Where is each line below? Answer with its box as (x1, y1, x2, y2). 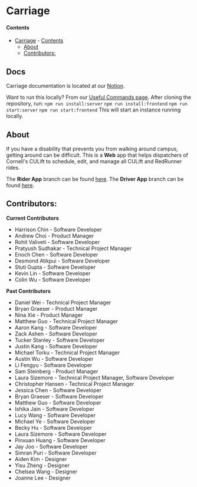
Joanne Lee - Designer (14, 474, 71, 481)
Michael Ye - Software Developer (14, 417, 96, 425)
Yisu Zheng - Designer (14, 462, 70, 469)
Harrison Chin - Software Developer (14, 226, 102, 233)
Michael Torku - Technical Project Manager (14, 349, 120, 356)
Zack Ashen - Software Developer (14, 330, 98, 337)
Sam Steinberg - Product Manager (14, 367, 98, 375)
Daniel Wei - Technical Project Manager (14, 299, 111, 306)
